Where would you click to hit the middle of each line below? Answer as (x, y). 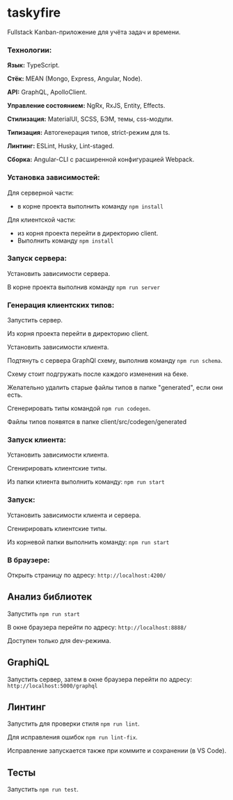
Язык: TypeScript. (34, 65)
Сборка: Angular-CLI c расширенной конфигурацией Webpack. (101, 160)
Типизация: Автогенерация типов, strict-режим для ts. (89, 133)
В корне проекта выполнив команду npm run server (84, 287)
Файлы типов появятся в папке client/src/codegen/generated (97, 422)
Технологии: (30, 50)
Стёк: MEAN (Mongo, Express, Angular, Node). (75, 79)
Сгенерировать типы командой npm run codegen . (79, 409)
